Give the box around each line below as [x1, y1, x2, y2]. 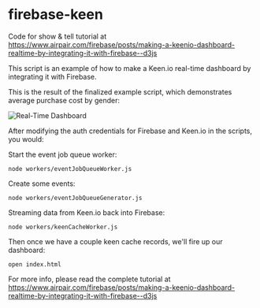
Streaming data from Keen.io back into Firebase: [8, 207, 165, 217]
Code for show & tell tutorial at [8, 32, 107, 41]
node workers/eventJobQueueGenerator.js [8, 194, 143, 202]
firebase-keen [8, 6, 104, 24]
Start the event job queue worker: [8, 150, 117, 159]
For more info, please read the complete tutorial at [8, 274, 171, 284]
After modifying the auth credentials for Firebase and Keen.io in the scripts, [8, 126, 252, 135]
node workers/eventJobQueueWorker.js [8, 165, 132, 173]
